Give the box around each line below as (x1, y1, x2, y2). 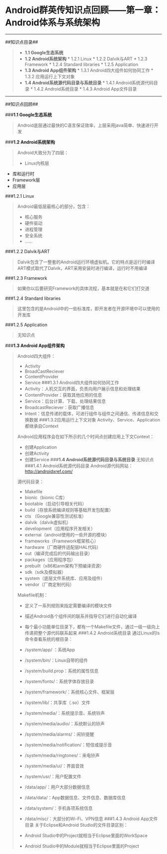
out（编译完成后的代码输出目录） (24, 550, 93, 556)
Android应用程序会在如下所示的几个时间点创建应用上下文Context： (17, 433, 155, 439)
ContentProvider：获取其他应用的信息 (24, 392, 102, 398)
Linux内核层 (24, 160, 50, 166)
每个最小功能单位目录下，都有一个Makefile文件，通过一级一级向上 (24, 623, 160, 629)
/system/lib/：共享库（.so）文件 (24, 699, 90, 705)
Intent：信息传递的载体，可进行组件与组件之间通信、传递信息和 (24, 411, 155, 417)
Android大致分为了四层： (17, 150, 69, 156)
